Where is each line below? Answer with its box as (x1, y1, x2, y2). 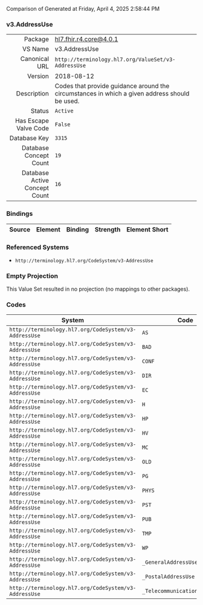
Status (30, 107, 50, 115)
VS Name (22, 45, 50, 53)
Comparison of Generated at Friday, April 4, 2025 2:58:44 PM (6, 5, 160, 12)
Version (27, 72, 50, 80)
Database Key (9, 134, 50, 143)
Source (9, 225, 31, 233)
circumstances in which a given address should (54, 89, 190, 98)
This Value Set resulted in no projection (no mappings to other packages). (6, 285, 190, 293)
